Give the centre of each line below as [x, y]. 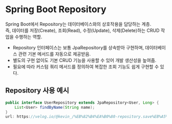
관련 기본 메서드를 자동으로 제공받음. [55, 54]
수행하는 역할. [28, 37]
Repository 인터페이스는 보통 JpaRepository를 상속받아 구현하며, [78, 47]
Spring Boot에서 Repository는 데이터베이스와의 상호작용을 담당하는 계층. [78, 24]
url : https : [18, 117]
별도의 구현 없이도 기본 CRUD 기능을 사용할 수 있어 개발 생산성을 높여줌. [84, 60]
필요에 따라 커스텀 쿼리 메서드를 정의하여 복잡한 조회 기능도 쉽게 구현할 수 [86, 67]
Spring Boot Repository [56, 9]
